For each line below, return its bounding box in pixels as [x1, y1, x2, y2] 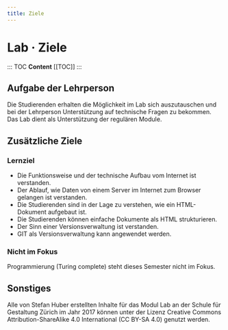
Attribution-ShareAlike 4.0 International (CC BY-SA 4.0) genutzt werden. [7, 316, 210, 324]
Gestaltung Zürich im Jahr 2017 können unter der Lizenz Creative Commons [7, 308, 221, 316]
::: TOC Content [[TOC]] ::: [7, 63, 82, 71]
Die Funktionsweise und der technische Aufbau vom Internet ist [16, 171, 197, 179]
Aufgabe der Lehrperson [7, 82, 115, 93]
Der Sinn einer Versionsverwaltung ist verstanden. [16, 223, 159, 231]
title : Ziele [7, 10, 45, 17]
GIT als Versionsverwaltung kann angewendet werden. [16, 230, 172, 238]
